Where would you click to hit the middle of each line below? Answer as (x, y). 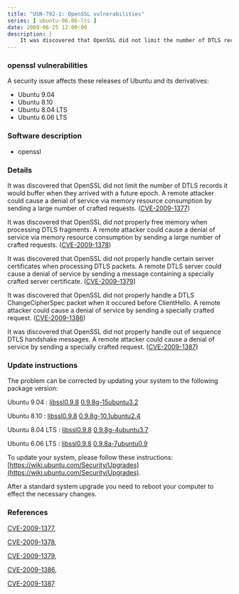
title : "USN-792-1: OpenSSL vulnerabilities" (76, 14)
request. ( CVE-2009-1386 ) (47, 318)
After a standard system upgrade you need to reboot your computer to (111, 486)
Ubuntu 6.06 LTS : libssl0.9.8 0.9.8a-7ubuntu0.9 (78, 444)
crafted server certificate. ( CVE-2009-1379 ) (72, 282)
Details (20, 170)
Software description (45, 136)
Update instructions (43, 365)
